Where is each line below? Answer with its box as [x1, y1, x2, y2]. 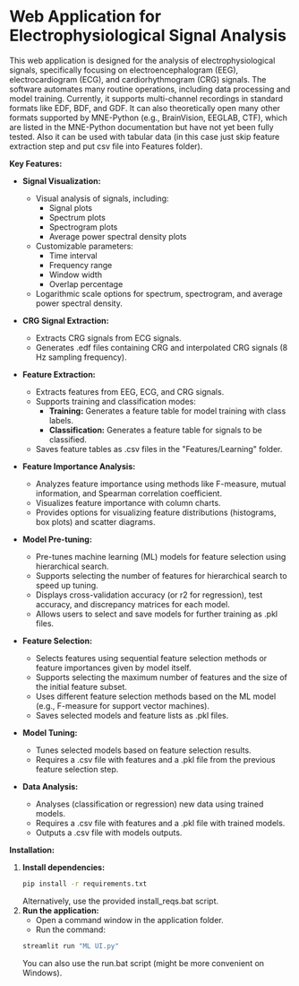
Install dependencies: [21, 861, 106, 872]
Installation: [9, 844, 56, 855]
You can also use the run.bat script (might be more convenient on [21, 957, 265, 968]
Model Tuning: [21, 727, 78, 737]
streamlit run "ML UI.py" [21, 941, 119, 950]
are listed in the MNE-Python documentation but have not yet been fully [9, 121, 275, 132]
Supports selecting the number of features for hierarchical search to [35, 570, 288, 580]
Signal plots [48, 202, 93, 213]
